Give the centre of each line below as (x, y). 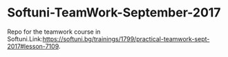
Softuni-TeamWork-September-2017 (114, 13)
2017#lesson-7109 (33, 46)
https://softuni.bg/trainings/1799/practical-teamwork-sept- (126, 38)
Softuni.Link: (25, 38)
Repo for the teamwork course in (54, 32)
